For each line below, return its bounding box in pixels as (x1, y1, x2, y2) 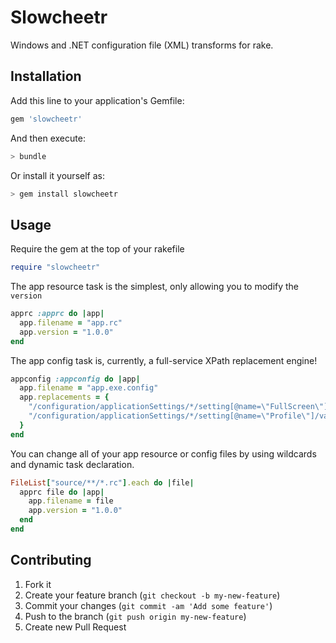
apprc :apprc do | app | (10, 309, 105, 319)
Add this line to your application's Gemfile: (10, 94, 185, 106)
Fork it (24, 578, 52, 590)
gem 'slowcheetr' (10, 114, 83, 124)
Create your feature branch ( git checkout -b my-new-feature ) (24, 589, 281, 601)
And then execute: (10, 132, 86, 144)
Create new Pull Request (24, 621, 127, 633)
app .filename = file (28, 496, 114, 506)
